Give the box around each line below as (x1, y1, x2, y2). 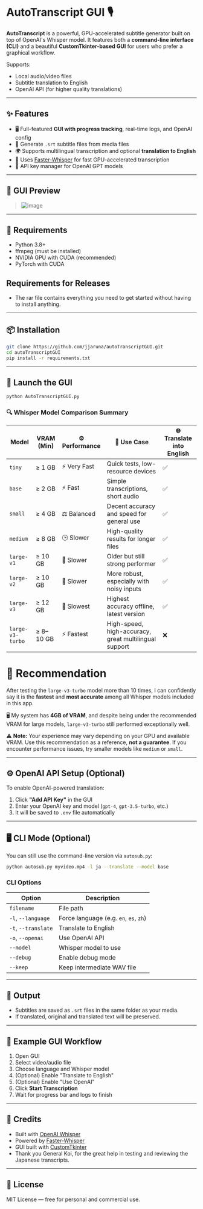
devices (134, 467, 156, 475)
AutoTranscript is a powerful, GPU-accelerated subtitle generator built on (6, 29, 190, 37)
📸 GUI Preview (6, 186, 60, 196)
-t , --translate (9, 924, 53, 932)
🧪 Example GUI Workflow (6, 1036, 102, 1046)
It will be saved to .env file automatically (14, 809, 115, 816)
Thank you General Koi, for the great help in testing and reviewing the (14, 1150, 188, 1157)
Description (85, 894, 120, 903)
